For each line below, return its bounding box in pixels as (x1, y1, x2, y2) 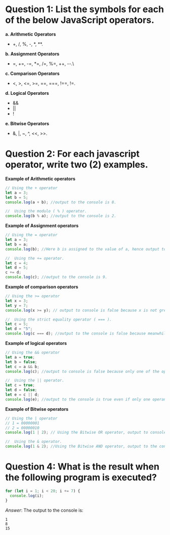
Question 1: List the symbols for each (5, 4, 164, 15)
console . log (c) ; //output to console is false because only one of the (5, 369, 159, 374)
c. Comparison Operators (5, 70, 60, 77)
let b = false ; (5, 359, 37, 365)
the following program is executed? (5, 472, 157, 483)
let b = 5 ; (5, 195, 28, 200)
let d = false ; (5, 387, 37, 393)
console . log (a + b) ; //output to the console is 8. (5, 199, 116, 205)
